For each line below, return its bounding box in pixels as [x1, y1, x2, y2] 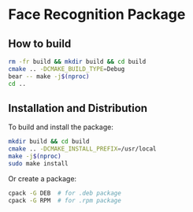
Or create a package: [8, 173, 77, 183]
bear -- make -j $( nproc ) [8, 73, 90, 80]
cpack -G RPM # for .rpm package [8, 196, 122, 204]
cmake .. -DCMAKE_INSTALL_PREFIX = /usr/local [8, 145, 157, 153]
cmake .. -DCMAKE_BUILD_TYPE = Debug [8, 65, 125, 73]
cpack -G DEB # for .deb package [8, 189, 122, 197]
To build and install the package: [8, 122, 114, 132]
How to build [8, 37, 72, 50]
